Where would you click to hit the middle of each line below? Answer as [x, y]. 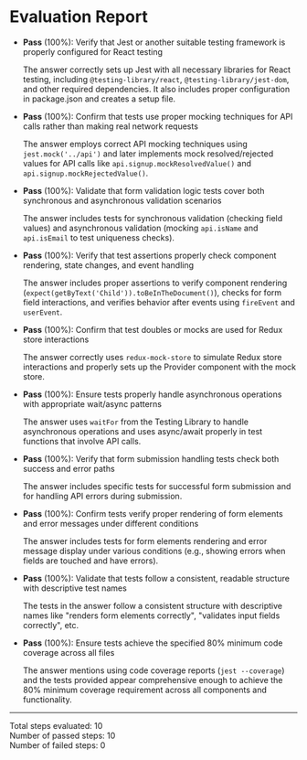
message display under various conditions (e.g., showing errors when [154, 551]
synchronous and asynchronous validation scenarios [122, 200]
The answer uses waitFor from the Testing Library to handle [136, 422]
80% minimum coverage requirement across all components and [144, 690]
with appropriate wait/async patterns [92, 403]
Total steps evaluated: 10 [56, 725]
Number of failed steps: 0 [58, 745]
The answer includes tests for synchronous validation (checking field [153, 218]
